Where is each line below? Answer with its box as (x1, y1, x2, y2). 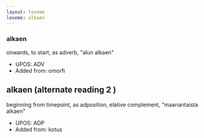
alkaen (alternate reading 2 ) (6, 85, 117, 95)
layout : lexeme (6, 9, 45, 15)
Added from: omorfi (15, 67, 65, 74)
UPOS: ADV (15, 60, 45, 68)
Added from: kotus (15, 126, 63, 133)
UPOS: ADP (15, 119, 45, 126)
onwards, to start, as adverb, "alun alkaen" (6, 48, 114, 56)
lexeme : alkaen (6, 15, 45, 21)
